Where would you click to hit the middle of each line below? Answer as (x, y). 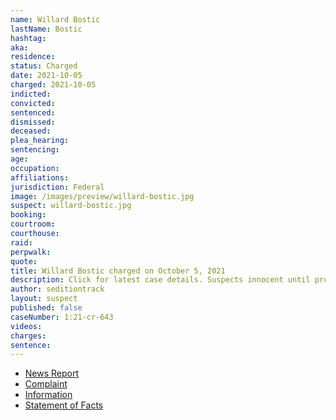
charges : (28, 336)
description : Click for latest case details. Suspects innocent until (160, 280)
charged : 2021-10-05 (53, 85)
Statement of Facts (64, 405)
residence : (33, 57)
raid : (21, 242)
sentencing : (35, 150)
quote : (24, 261)
